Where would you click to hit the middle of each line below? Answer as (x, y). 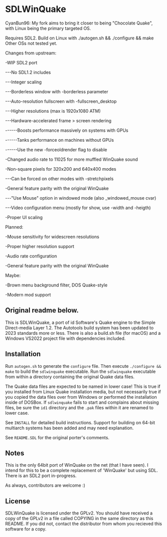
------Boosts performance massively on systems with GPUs (67, 130)
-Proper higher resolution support (40, 246)
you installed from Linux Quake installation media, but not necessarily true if (83, 392)
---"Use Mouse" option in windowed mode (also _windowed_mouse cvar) (81, 198)
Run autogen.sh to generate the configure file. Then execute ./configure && (83, 366)
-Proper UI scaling (24, 217)
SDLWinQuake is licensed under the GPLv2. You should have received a (79, 513)
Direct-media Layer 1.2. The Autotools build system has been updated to (79, 327)
